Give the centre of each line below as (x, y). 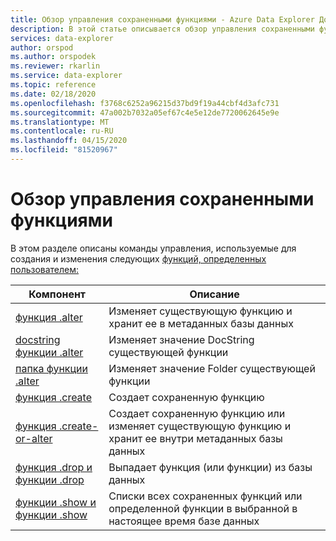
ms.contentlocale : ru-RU (62, 131)
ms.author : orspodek (53, 57)
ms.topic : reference (53, 85)
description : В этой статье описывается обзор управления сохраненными (162, 29)
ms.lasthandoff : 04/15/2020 (69, 141)
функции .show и (56, 502)
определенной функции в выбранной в (203, 508)
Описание (214, 294)
